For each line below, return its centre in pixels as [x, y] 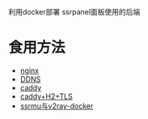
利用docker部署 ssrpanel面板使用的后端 [74, 12]
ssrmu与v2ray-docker [57, 106]
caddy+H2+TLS [46, 96]
